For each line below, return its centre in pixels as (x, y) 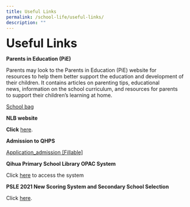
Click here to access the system (45, 175)
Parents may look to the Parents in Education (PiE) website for (81, 70)
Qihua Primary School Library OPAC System (61, 164)
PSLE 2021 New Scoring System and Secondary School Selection (88, 187)
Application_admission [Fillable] (45, 152)
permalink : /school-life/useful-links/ (55, 17)
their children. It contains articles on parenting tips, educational (83, 83)
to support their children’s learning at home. (59, 96)
